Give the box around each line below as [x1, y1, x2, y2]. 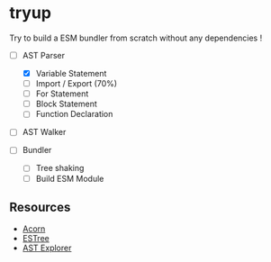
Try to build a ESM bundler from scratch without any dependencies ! [9, 32, 263, 43]
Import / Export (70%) [35, 78, 118, 89]
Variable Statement [35, 68, 107, 78]
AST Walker [22, 127, 67, 138]
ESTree [22, 233, 50, 244]
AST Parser [22, 50, 66, 60]
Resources [9, 199, 71, 214]
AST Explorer [22, 242, 72, 254]
